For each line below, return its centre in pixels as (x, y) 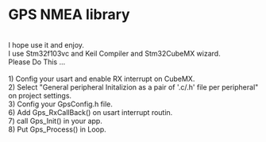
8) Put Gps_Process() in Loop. (58, 129)
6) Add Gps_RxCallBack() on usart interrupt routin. (91, 112)
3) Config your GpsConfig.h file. (61, 104)
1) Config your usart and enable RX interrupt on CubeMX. (102, 79)
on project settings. (40, 95)
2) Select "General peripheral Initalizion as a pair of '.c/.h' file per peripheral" (133, 87)
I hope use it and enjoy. (46, 44)
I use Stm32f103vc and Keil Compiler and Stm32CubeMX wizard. (114, 53)
